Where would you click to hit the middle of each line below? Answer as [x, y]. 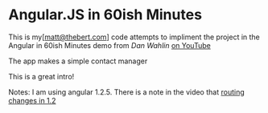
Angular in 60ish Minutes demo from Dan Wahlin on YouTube [109, 45]
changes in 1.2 [32, 100]
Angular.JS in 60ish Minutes [105, 15]
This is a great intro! [41, 76]
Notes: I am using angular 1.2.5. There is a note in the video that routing [126, 92]
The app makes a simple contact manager [78, 61]
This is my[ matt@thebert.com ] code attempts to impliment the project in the [134, 37]
